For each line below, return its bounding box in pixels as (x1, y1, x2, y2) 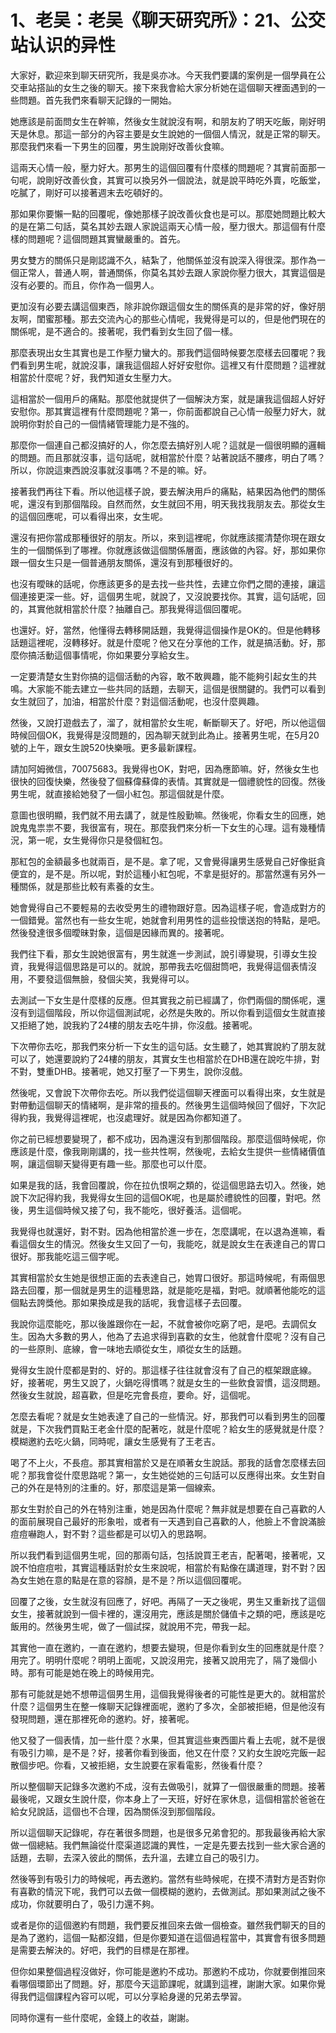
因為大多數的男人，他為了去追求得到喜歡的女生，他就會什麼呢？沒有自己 (27, 1330, 326, 1342)
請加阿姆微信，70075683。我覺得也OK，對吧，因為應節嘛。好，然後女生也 (10, 762, 320, 775)
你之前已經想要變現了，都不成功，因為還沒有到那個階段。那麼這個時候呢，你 (10, 1132, 326, 1145)
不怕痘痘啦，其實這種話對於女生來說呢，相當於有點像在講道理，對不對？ (18, 1561, 317, 1573)
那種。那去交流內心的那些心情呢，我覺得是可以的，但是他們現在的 (53, 312, 326, 325)
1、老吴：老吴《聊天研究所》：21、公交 (10, 9, 326, 32)
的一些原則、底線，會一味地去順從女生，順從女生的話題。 (10, 1342, 247, 1355)
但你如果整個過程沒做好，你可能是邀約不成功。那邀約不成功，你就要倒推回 (10, 1965, 317, 1977)
